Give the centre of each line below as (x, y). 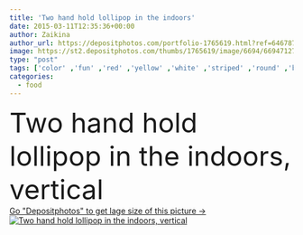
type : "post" (34, 60)
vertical (56, 189)
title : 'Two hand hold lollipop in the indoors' (102, 18)
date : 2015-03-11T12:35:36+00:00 (72, 26)
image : (22, 52)
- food (30, 85)
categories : (32, 77)
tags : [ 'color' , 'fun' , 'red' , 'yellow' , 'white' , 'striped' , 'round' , (149, 69)
